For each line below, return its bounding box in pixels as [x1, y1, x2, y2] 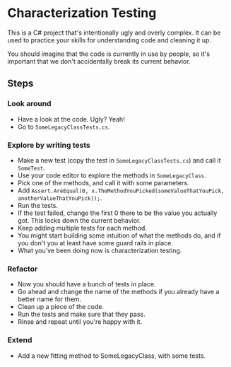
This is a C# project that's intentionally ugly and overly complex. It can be [7, 28, 221, 37]
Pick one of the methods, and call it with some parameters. [17, 178, 189, 187]
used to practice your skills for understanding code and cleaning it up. [7, 35, 212, 44]
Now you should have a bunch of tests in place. [17, 280, 156, 289]
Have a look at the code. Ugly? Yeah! [17, 115, 125, 123]
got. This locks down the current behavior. [17, 216, 141, 224]
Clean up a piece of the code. [17, 303, 105, 311]
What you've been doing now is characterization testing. [17, 246, 182, 255]
